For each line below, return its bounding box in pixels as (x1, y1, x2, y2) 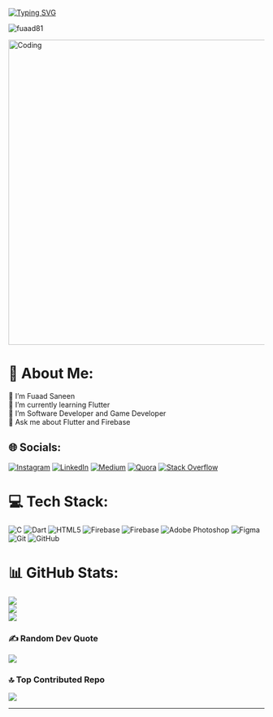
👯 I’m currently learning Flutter (8, 400, 110, 409)
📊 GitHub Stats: (8, 563, 119, 582)
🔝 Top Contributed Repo (8, 674, 106, 685)
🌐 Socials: (8, 440, 62, 455)
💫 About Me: (8, 365, 94, 383)
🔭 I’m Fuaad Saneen (8, 391, 76, 400)
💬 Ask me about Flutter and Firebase (8, 417, 131, 426)
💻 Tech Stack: (8, 492, 109, 510)
